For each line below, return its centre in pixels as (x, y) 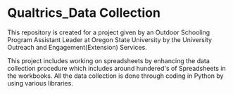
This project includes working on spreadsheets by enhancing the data (108, 60)
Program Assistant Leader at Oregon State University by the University (110, 39)
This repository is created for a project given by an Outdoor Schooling (109, 32)
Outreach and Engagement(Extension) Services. (77, 47)
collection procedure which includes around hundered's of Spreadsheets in (117, 68)
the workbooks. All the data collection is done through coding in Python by (115, 76)
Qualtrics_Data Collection (84, 13)
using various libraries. (40, 83)
